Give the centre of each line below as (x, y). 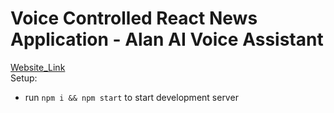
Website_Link (38, 67)
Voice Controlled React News (134, 18)
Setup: (24, 78)
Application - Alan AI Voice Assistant (167, 39)
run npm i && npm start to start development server (131, 97)
